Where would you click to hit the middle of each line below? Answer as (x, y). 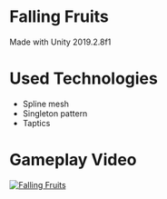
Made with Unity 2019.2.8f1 (60, 42)
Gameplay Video (73, 160)
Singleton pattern (55, 113)
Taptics (36, 123)
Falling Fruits (59, 17)
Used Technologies (84, 79)
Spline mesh (46, 104)
